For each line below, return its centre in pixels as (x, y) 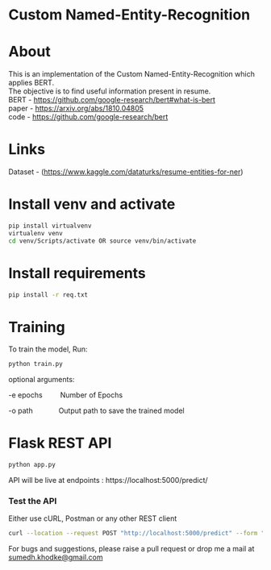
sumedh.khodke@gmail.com (56, 557)
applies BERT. (31, 83)
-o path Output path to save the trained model (96, 411)
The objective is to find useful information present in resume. (110, 91)
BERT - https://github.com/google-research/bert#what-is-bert (112, 100)
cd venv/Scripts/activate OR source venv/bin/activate (102, 241)
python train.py (35, 364)
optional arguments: (42, 380)
